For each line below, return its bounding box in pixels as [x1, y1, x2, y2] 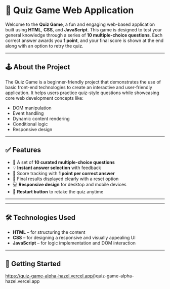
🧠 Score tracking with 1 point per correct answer [12, 170, 115, 176]
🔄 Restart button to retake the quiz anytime [12, 188, 104, 194]
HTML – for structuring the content [12, 229, 86, 235]
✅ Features [5, 146, 41, 154]
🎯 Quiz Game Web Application [5, 5, 134, 16]
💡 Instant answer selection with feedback [12, 164, 101, 171]
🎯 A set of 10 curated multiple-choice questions [12, 159, 115, 165]
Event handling [12, 110, 44, 116]
